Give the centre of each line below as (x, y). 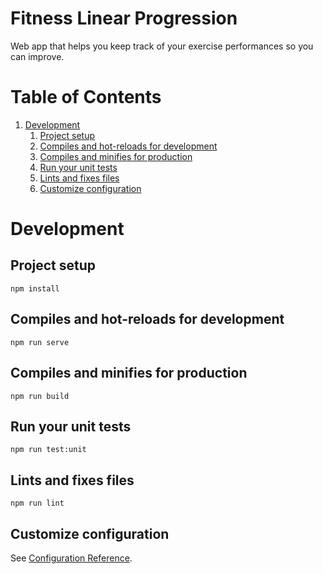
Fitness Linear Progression (124, 18)
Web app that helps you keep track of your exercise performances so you (162, 46)
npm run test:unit (48, 450)
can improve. (37, 56)
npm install (35, 288)
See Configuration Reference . (71, 558)
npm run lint (37, 503)
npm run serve (40, 342)
